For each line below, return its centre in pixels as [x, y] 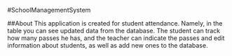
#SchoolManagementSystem [49, 10]
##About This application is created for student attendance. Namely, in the [115, 23]
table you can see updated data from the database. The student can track [114, 31]
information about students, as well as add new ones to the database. [108, 45]
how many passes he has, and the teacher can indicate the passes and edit [116, 38]
